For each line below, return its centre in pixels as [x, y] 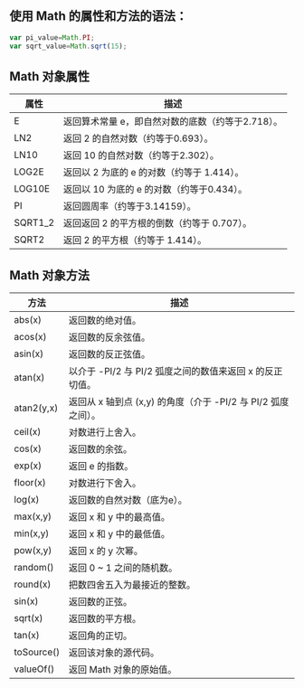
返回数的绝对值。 [105, 321]
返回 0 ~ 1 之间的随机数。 [123, 568]
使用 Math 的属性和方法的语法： [99, 16]
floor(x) [30, 483]
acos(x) [30, 337]
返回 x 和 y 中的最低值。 [119, 534]
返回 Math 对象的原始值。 [123, 670]
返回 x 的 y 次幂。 [105, 551]
